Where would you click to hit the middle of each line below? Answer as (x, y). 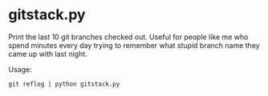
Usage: (20, 69)
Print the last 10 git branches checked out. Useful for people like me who (128, 37)
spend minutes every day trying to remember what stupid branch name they (134, 45)
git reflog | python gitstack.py (64, 84)
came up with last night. (48, 54)
